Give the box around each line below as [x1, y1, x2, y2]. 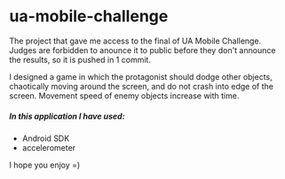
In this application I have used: [9, 111, 126, 121]
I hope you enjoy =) [9, 160, 81, 170]
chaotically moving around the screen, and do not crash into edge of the [9, 81, 273, 91]
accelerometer [21, 142, 76, 152]
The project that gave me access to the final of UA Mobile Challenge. [9, 35, 262, 46]
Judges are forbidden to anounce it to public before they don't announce [9, 44, 276, 55]
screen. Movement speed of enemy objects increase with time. [9, 90, 240, 101]
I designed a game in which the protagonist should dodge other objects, [9, 71, 273, 82]
